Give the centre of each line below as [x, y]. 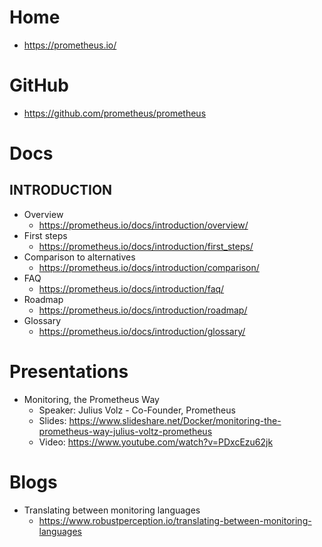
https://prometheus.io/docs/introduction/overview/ [143, 225]
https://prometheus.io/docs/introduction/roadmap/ [143, 310]
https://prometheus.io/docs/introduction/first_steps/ [146, 246]
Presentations [69, 372]
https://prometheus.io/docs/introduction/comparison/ [149, 267]
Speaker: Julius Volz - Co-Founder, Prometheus [137, 410]
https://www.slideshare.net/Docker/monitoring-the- [175, 420]
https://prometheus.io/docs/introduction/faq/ [131, 288]
